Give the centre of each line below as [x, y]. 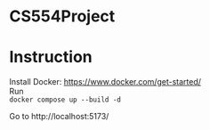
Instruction [51, 57]
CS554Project [62, 16]
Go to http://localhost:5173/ [59, 117]
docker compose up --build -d [65, 100]
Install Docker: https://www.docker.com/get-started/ [105, 82]
